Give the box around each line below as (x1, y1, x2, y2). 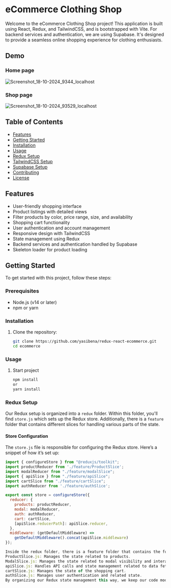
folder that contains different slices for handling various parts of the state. (5, 421, 160, 427)
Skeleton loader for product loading (12, 246, 88, 252)
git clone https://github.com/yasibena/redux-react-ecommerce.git (12, 339, 157, 344)
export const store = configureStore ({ (5, 492, 90, 498)
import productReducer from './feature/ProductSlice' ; (5, 464, 124, 469)
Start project (12, 367, 39, 373)
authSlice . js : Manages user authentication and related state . (5, 573, 142, 578)
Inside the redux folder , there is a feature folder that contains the (5, 549, 160, 554)
